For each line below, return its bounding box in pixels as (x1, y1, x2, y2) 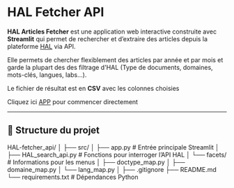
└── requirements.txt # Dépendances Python (7, 173, 139, 181)
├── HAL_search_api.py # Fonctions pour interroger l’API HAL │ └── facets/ (7, 150, 227, 159)
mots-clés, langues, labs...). (7, 71, 87, 79)
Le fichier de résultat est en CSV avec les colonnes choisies (7, 84, 180, 92)
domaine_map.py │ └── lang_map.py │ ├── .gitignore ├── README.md (7, 165, 217, 173)
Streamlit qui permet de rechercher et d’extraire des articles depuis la (7, 34, 208, 43)
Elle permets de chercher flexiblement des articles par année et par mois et (7, 55, 224, 64)
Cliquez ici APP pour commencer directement (7, 97, 138, 106)
